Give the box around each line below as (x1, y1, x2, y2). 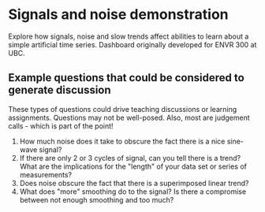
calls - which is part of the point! (8, 121, 114, 131)
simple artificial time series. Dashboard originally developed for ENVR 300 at (8, 39, 257, 49)
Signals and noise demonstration (8, 6, 229, 24)
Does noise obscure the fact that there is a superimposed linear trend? (19, 178, 250, 188)
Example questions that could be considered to (8, 71, 244, 84)
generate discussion (8, 84, 112, 97)
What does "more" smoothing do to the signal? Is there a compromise (19, 187, 247, 196)
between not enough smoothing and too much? (19, 195, 174, 204)
